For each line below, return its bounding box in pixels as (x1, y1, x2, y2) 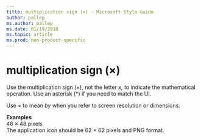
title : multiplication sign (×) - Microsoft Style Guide (6, 9, 154, 15)
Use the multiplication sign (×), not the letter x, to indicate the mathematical (6, 83, 196, 91)
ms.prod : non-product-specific (6, 37, 86, 43)
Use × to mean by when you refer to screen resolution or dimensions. (6, 102, 181, 109)
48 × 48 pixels (6, 120, 43, 127)
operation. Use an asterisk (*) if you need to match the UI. (6, 89, 152, 97)
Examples (6, 113, 32, 121)
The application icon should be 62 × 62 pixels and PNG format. (6, 126, 164, 134)
